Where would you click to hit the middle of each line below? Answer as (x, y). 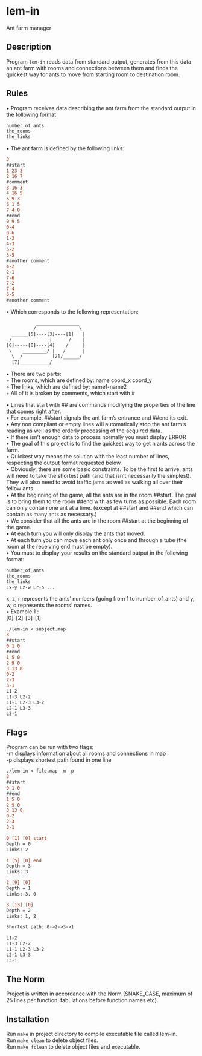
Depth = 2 (19, 910)
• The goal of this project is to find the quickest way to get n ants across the (101, 443)
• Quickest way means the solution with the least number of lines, (88, 456)
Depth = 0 (19, 844)
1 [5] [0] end (24, 860)
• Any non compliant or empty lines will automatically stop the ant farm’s (96, 424)
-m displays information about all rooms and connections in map (86, 754)
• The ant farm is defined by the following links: (65, 148)
